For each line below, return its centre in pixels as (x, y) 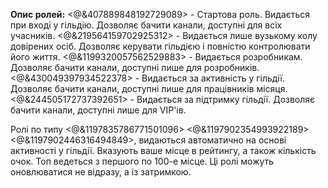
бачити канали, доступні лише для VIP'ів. (98, 110)
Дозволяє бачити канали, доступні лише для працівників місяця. (149, 88)
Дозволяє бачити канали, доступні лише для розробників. (135, 67)
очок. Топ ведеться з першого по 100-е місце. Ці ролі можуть (142, 161)
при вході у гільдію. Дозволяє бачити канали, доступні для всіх (146, 25)
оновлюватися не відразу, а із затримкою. (101, 172)
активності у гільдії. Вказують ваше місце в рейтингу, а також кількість (163, 150)
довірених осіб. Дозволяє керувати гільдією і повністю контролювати (160, 46)
